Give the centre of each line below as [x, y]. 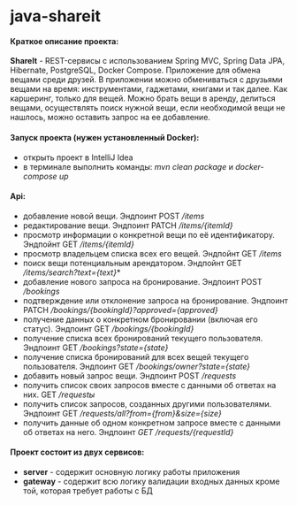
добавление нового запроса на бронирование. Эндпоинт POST [142, 281]
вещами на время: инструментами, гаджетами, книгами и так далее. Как [149, 89]
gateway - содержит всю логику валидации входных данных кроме [151, 481]
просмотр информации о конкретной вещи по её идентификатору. [148, 234]
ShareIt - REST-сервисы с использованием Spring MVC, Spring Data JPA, [148, 61]
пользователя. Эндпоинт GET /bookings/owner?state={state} [137, 366]
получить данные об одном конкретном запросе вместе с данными [152, 423]
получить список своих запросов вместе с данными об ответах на [149, 385]
